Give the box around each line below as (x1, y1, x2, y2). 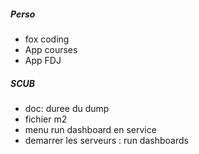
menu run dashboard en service (24, 123, 157, 135)
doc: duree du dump (24, 102, 110, 114)
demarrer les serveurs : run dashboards (24, 134, 189, 146)
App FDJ (24, 54, 62, 66)
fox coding (24, 33, 70, 45)
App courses (24, 43, 78, 55)
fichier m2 (24, 113, 68, 125)
